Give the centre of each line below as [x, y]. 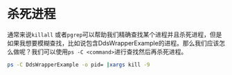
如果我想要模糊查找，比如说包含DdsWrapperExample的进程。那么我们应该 [113, 43]
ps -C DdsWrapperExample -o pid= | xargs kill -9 [79, 65]
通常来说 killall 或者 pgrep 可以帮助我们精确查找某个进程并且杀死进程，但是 [115, 34]
